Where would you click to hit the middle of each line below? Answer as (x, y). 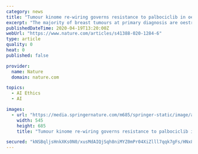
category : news (25, 12)
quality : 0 (19, 45)
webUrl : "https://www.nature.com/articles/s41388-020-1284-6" (84, 34)
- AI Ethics (26, 93)
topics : (16, 88)
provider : (18, 66)
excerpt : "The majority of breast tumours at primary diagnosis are (92, 22)
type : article (24, 39)
